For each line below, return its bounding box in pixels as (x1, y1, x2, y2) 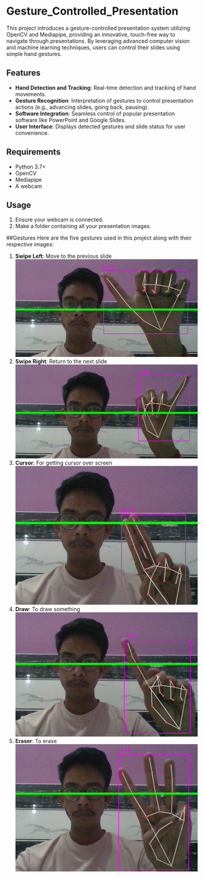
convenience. (15, 129, 50, 136)
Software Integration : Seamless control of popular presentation (15, 109, 175, 117)
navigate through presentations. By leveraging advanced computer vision (6, 37, 190, 44)
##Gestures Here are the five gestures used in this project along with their (6, 234, 192, 241)
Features (6, 68, 41, 78)
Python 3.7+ (15, 163, 46, 170)
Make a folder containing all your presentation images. (15, 223, 152, 230)
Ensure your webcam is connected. (15, 216, 104, 223)
